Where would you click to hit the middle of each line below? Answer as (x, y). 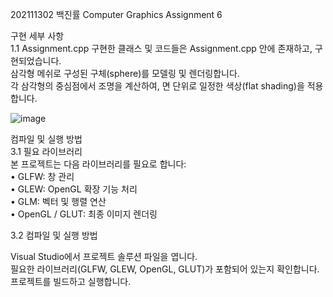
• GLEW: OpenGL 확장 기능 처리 (74, 189)
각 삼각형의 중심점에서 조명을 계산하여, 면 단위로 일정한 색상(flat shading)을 (157, 86)
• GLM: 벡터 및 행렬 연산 (58, 201)
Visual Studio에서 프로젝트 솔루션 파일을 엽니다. (104, 256)
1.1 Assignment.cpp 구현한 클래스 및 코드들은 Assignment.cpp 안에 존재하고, (161, 48)
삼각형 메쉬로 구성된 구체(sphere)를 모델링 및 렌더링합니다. (125, 73)
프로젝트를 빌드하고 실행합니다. (71, 281)
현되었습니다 (35, 61)
